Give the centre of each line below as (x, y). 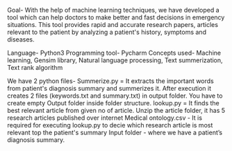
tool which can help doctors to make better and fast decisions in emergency (116, 17)
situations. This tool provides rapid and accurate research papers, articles (113, 25)
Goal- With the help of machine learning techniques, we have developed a (114, 10)
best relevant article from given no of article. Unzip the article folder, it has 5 (116, 110)
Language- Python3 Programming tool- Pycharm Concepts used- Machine (114, 53)
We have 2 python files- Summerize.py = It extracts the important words (110, 81)
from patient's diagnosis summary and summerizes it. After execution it (109, 88)
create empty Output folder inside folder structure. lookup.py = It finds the (114, 103)
